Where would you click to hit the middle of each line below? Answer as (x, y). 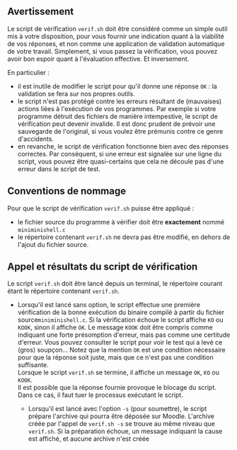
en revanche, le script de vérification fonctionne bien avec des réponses (123, 146)
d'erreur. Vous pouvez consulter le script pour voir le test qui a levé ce (120, 342)
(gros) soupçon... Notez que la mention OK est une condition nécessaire (121, 350)
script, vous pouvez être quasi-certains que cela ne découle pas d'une (121, 161)
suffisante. (33, 365)
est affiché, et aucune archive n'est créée (89, 439)
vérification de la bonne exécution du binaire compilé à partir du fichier (121, 312)
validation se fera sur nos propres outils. (76, 93)
